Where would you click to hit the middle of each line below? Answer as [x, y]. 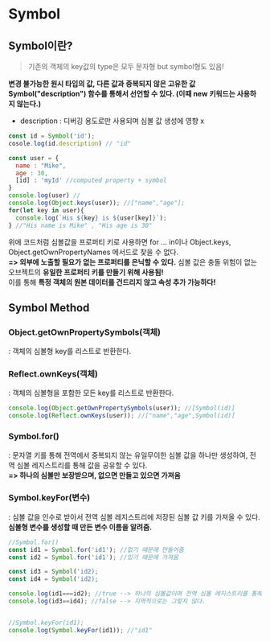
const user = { [34, 158]
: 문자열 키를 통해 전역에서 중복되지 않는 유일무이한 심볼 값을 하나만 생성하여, [128, 455]
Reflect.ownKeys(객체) [53, 374]
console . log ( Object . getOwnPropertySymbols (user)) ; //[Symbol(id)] [122, 408]
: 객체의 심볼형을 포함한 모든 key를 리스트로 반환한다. [91, 393]
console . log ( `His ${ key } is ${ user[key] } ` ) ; [91, 218]
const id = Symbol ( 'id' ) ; [51, 136]
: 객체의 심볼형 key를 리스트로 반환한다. [70, 352]
